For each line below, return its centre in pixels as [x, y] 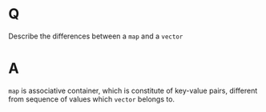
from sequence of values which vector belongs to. [91, 99]
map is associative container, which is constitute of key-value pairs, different [133, 90]
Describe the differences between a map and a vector [96, 36]
